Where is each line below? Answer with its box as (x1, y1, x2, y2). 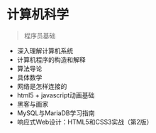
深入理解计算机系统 (16, 46, 74, 55)
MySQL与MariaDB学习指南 (16, 108, 95, 117)
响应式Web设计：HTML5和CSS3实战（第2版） (16, 117, 153, 126)
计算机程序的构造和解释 (16, 55, 86, 64)
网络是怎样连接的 (16, 82, 67, 90)
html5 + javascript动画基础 (16, 90, 95, 100)
